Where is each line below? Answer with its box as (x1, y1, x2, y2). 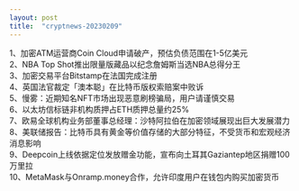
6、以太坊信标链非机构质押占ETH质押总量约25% (9, 104, 190, 114)
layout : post (9, 13, 59, 23)
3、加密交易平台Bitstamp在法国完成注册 (9, 69, 158, 81)
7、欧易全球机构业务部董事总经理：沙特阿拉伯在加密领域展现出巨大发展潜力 (9, 114, 290, 126)
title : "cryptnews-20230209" (9, 22, 123, 31)
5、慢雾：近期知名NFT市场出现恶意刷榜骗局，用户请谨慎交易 (9, 92, 236, 104)
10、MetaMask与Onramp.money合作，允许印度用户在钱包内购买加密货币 (9, 171, 280, 182)
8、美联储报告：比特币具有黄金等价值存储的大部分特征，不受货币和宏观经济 (9, 126, 291, 137)
